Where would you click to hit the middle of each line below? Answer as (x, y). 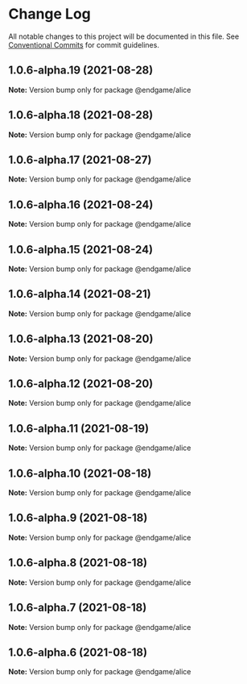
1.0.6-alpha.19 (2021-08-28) (81, 71)
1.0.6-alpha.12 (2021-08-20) (81, 384)
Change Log (49, 14)
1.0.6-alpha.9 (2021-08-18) (78, 518)
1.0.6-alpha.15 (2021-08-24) (81, 250)
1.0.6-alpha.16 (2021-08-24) (81, 204)
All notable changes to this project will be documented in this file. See (124, 36)
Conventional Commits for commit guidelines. (84, 44)
